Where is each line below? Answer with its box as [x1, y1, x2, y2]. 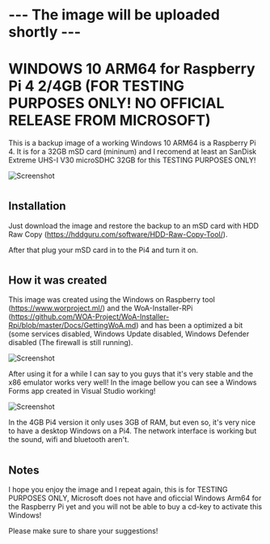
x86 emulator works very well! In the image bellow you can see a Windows [8, 377, 257, 387]
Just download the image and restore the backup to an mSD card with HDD [8, 221, 259, 230]
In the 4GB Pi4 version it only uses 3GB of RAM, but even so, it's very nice [8, 418, 256, 428]
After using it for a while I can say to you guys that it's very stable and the [8, 369, 253, 379]
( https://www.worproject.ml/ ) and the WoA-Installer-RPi [8, 303, 193, 313]
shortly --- [8, 23, 82, 41]
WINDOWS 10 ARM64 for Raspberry [8, 60, 256, 78]
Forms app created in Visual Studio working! [8, 386, 156, 396]
